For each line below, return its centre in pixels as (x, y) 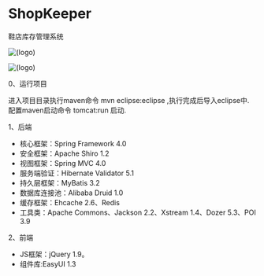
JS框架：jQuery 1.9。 (54, 254)
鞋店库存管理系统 (36, 36)
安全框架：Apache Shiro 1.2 (64, 153)
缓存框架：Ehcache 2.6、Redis (70, 202)
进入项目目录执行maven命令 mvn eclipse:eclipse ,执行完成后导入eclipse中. (129, 100)
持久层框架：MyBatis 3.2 (59, 182)
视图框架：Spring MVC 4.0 (63, 163)
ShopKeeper (50, 14)
